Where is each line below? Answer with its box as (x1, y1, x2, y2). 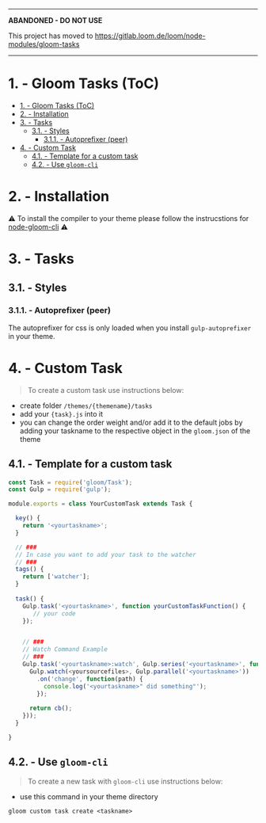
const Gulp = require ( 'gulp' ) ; (8, 486, 112, 493)
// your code (32, 609, 77, 618)
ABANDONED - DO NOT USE (8, 16, 103, 25)
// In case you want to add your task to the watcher (15, 551, 196, 558)
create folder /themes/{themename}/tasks (19, 401, 153, 410)
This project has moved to (8, 31, 93, 40)
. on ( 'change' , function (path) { (36, 675, 144, 683)
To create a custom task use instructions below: (27, 385, 184, 394)
